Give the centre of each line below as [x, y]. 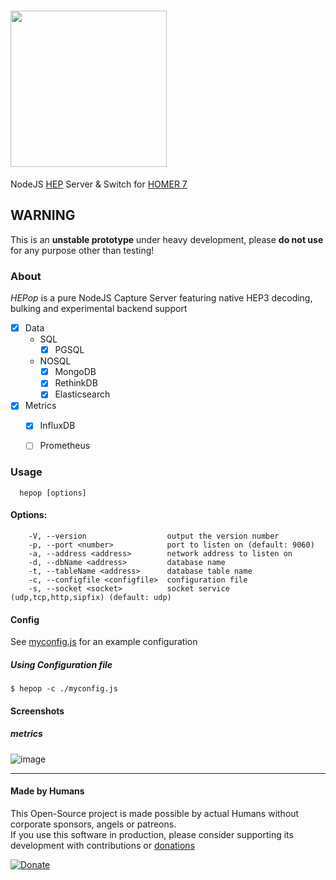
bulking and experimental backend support [99, 309]
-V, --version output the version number [154, 536]
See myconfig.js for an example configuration [104, 642]
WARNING [43, 215]
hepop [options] [53, 493]
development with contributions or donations [103, 845]
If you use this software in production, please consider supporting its [152, 834]
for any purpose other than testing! [82, 250]
